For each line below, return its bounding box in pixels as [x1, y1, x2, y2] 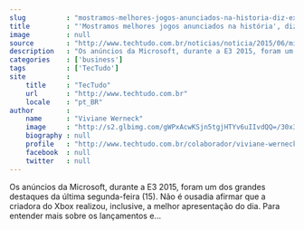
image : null [9, 30, 91, 39]
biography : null [25, 131, 91, 140]
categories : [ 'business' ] [9, 55, 124, 64]
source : [9, 38, 71, 48]
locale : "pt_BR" [25, 97, 103, 107]
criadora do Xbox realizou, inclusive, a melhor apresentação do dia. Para [9, 200, 280, 211]
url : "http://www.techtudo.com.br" [25, 89, 188, 98]
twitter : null [25, 156, 91, 166]
